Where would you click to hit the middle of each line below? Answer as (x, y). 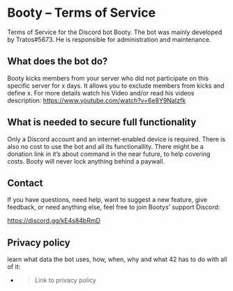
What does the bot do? (58, 62)
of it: (14, 267)
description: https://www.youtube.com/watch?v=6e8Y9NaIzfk (97, 100)
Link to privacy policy (65, 281)
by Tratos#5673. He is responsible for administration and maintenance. (109, 39)
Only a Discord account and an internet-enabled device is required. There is (116, 139)
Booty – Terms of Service (81, 13)
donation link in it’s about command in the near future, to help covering (109, 154)
